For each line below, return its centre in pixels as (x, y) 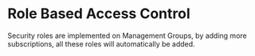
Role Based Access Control (99, 14)
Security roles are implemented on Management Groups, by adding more (127, 35)
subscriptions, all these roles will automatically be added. (102, 43)
